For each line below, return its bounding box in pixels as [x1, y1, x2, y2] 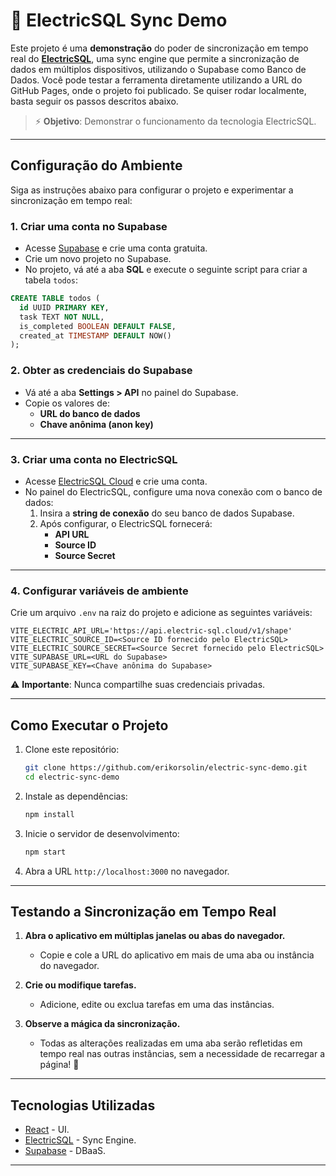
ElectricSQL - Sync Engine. [24, 1134, 137, 1146]
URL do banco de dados [39, 407, 141, 419]
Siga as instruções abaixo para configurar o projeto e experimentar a [10, 184, 294, 196]
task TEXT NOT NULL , [19, 312, 105, 322]
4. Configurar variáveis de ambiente [10, 584, 189, 598]
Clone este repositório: [24, 744, 120, 755]
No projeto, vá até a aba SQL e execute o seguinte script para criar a [24, 264, 308, 276]
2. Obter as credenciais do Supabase [10, 364, 193, 378]
